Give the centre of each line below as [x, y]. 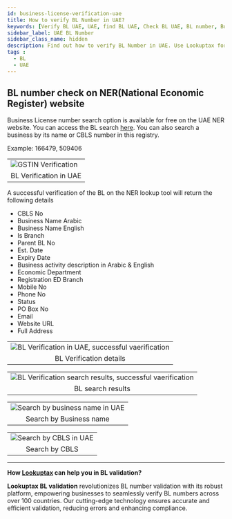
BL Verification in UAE [46, 176]
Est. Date [30, 250]
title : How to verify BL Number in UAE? [66, 20]
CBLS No [30, 214]
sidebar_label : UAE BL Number [51, 33]
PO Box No [33, 309]
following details [30, 200]
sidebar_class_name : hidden [48, 39]
